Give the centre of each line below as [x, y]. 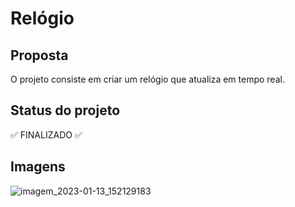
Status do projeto [65, 110]
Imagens [38, 167]
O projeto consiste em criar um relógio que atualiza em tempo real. [147, 79]
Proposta [39, 55]
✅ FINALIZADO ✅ [46, 134]
